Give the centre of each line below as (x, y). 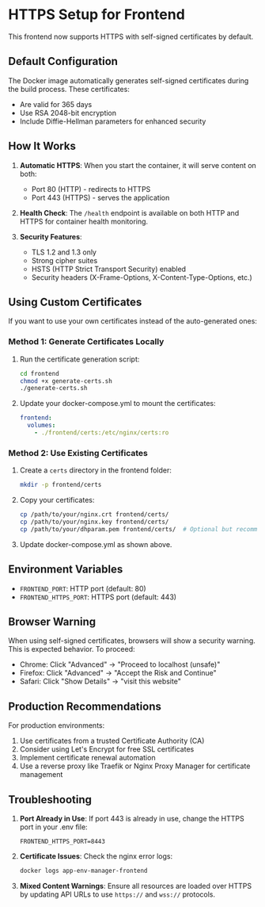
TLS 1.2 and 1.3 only (64, 252)
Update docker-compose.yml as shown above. (96, 544)
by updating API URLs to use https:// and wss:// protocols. (117, 894)
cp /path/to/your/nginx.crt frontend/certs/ (94, 515)
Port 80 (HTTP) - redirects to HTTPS (91, 189)
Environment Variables (66, 570)
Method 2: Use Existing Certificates (78, 453)
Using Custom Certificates (75, 302)
